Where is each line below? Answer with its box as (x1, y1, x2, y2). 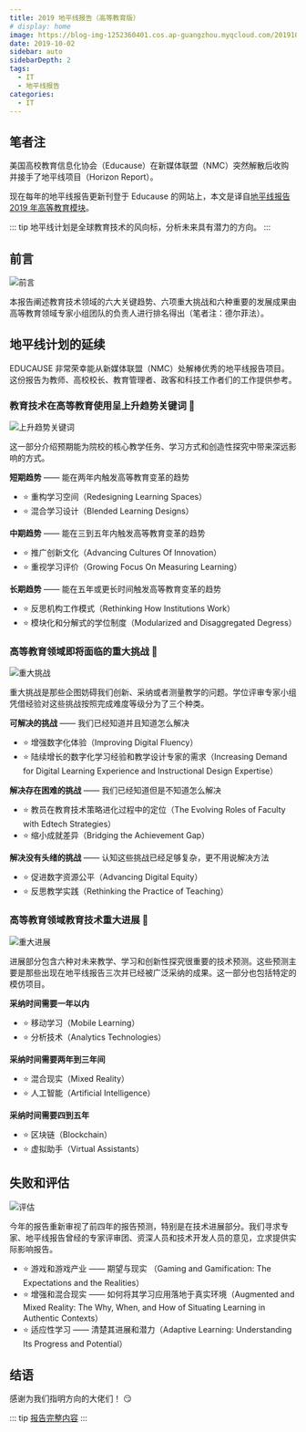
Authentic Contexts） (22, 1313, 103, 1323)
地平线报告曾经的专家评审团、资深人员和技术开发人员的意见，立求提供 (25, 1232, 289, 1243)
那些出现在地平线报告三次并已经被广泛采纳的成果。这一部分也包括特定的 (25, 967, 297, 978)
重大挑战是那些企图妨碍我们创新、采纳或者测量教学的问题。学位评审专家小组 (9, 687, 297, 698)
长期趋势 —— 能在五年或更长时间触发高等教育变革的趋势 (9, 584, 221, 595)
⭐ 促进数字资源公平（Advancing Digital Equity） (22, 872, 203, 883)
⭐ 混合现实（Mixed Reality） (22, 1073, 130, 1084)
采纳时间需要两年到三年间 (9, 1053, 106, 1064)
